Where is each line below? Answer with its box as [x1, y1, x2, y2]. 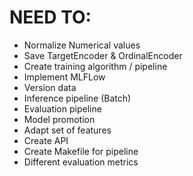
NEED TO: [9, 6, 92, 29]
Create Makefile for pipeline [23, 145, 139, 157]
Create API [23, 134, 69, 146]
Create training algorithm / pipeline [23, 60, 168, 72]
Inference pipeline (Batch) [23, 92, 132, 104]
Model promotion [23, 113, 96, 125]
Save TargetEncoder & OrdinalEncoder [23, 49, 183, 61]
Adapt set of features [23, 124, 112, 136]
